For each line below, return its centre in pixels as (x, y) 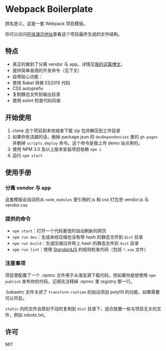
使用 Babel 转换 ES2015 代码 (41, 82)
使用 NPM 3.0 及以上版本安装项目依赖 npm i (57, 149)
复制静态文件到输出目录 (36, 94)
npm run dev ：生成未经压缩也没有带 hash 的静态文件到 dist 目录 (78, 237)
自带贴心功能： (28, 76)
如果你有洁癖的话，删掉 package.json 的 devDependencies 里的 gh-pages (85, 137)
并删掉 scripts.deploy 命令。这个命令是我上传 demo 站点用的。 (77, 143)
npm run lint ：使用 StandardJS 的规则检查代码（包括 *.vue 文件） (80, 249)
